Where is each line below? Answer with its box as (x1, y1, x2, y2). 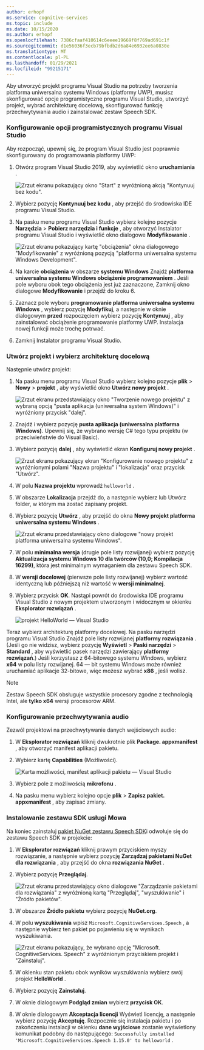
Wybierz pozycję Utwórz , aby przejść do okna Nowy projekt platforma (15, 512, 195, 519)
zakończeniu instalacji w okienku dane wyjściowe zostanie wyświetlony (15, 1023, 196, 1030)
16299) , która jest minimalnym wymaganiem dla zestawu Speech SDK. (15, 562, 192, 569)
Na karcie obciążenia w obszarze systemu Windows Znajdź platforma (15, 268, 194, 275)
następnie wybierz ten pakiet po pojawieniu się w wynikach (15, 925, 164, 933)
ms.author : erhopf (6, 32, 53, 38)
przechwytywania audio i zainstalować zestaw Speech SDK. (6, 108, 157, 116)
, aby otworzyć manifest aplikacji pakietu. (15, 745, 119, 752)
